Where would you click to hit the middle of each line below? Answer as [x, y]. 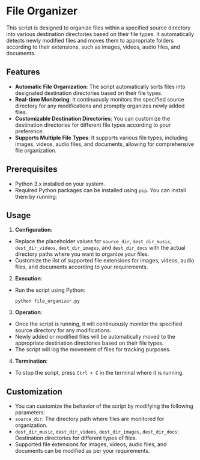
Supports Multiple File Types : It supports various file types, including [101, 138]
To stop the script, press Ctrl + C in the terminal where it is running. [99, 373]
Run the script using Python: [50, 290]
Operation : [29, 312]
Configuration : [34, 230]
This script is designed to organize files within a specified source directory [98, 28]
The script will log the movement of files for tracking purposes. [93, 350]
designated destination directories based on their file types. [89, 93]
